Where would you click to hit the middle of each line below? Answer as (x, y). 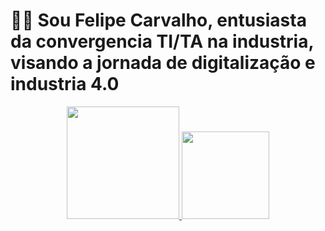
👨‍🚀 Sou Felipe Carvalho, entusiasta (158, 20)
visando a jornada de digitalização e (163, 63)
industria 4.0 (65, 84)
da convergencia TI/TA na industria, (162, 41)
